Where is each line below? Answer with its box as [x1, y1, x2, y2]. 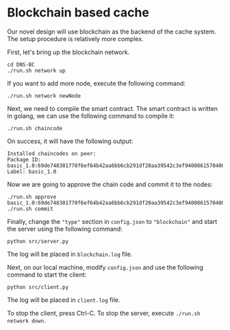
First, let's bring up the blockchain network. [7, 48, 130, 56]
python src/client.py [7, 283, 69, 290]
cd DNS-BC [7, 61, 36, 68]
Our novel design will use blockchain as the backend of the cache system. [7, 27, 217, 36]
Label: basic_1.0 [7, 168, 57, 175]
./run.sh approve [7, 193, 57, 200]
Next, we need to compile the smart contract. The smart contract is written [7, 104, 218, 112]
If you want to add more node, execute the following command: [7, 79, 186, 87]
